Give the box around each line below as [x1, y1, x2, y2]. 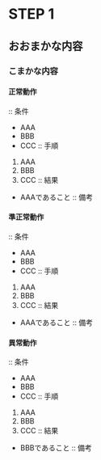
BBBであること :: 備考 [19, 443, 93, 453]
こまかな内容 [8, 65, 59, 77]
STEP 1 [8, 5, 55, 23]
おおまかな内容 [8, 39, 83, 53]
